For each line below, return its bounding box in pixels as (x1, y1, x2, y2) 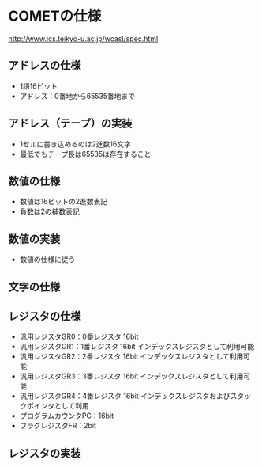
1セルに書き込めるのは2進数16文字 (19, 139, 132, 149)
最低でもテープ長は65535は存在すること (19, 149, 152, 158)
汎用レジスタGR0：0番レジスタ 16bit (19, 332, 139, 341)
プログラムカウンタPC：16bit (19, 411, 114, 420)
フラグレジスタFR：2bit (19, 421, 97, 431)
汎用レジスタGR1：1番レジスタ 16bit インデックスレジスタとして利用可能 (19, 342, 255, 351)
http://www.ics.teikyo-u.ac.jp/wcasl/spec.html (8, 33, 159, 44)
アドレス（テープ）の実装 (8, 116, 133, 131)
